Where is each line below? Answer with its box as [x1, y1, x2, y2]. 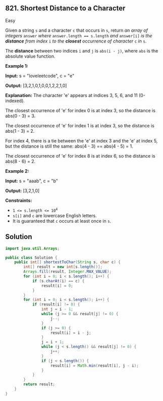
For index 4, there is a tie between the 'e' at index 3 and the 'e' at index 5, [5, 137, 158, 143]
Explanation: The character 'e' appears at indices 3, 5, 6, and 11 [5, 92, 138, 98]
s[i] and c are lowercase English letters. [12, 212, 97, 219]
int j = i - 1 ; [41, 307, 73, 312]
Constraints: [5, 197, 32, 204]
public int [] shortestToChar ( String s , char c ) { [14, 260, 121, 265]
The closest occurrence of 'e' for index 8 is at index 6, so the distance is [5, 153, 155, 159]
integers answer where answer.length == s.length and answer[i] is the [5, 32, 152, 38]
